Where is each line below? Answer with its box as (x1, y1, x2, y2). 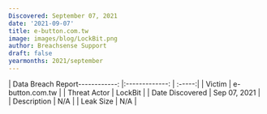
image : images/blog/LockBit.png (8, 34, 118, 43)
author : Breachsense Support (8, 42, 107, 50)
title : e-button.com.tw (8, 27, 89, 35)
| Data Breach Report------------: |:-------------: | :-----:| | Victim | (8, 78, 231, 89)
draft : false (8, 49, 53, 57)
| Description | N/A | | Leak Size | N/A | (8, 96, 137, 106)
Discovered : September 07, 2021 (8, 11, 118, 20)
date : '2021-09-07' (8, 19, 75, 27)
